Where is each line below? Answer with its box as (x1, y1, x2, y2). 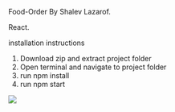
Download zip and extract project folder (19, 54, 152, 63)
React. (8, 23, 30, 31)
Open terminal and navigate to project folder (19, 62, 167, 72)
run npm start (19, 80, 66, 89)
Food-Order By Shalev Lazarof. (8, 7, 111, 16)
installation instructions (8, 38, 85, 48)
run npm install (19, 71, 70, 80)
